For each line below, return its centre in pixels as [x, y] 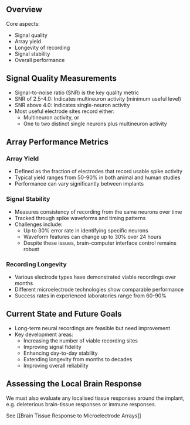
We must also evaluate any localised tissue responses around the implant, [95, 398]
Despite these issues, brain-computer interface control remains [100, 243]
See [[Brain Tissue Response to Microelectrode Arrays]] [74, 416]
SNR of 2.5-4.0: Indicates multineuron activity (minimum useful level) [98, 98]
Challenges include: [38, 224]
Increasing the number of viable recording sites [80, 340]
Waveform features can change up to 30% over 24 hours [92, 237]
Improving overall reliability [56, 365]
